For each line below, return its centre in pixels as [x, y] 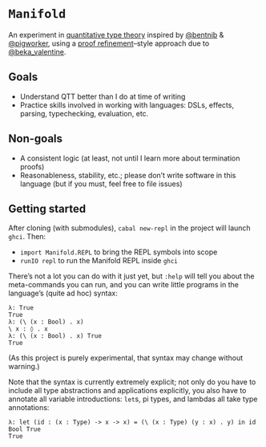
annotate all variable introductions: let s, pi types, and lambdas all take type [133, 399]
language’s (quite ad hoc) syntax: [63, 293]
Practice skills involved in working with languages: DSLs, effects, [127, 105]
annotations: [29, 408]
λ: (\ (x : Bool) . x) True [55, 336]
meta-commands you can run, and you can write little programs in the [123, 285]
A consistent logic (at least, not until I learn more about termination [130, 158]
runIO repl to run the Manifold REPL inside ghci [99, 261]
